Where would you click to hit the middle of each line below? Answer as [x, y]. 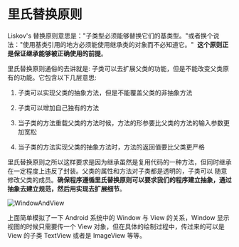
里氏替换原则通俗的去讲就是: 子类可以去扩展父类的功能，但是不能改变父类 [115, 68]
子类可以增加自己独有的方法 [58, 107]
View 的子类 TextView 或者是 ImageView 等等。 [77, 235]
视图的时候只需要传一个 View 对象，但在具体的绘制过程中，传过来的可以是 [116, 226]
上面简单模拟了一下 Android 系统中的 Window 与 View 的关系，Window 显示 [118, 217]
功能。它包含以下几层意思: [58, 77]
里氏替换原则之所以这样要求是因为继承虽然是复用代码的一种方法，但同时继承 [119, 162]
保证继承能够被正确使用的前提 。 [60, 53]
